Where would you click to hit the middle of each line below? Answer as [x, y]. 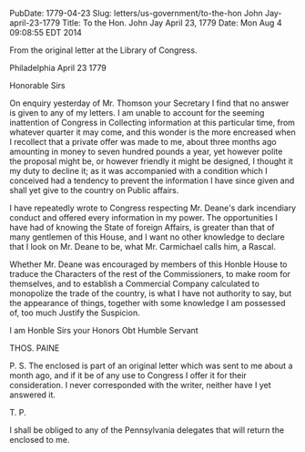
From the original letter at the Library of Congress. [103, 50]
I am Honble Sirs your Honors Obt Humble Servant [104, 330]
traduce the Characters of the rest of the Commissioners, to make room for [150, 274]
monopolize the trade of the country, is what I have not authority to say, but [151, 293]
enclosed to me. [40, 440]
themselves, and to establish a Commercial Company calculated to [134, 283]
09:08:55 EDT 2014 [46, 32]
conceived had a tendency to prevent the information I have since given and [152, 180]
